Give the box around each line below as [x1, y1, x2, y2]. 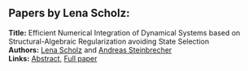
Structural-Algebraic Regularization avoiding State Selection [8, 36, 210, 46]
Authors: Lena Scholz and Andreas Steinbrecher [8, 44, 172, 55]
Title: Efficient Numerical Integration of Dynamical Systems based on [8, 27, 241, 37]
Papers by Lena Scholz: [8, 6, 130, 20]
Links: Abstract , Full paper [8, 53, 98, 63]
